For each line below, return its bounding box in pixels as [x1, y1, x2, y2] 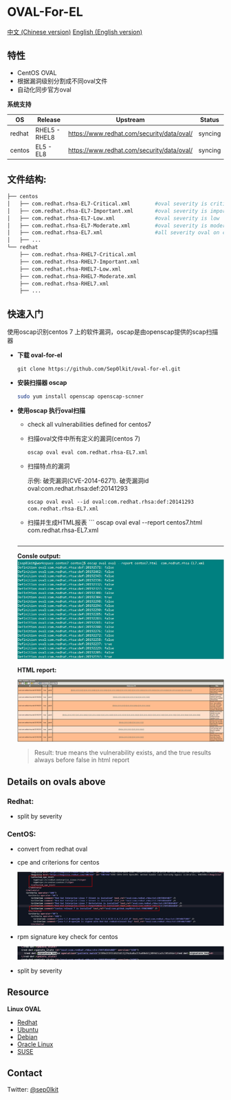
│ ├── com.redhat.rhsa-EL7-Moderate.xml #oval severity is [7, 222, 208, 229]
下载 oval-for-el [16, 351, 63, 359]
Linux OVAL [7, 1004, 41, 1013]
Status [200, 116, 220, 124]
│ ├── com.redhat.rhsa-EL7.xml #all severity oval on [7, 229, 220, 236]
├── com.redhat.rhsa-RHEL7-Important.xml [19, 258, 140, 265]
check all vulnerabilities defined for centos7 [27, 421, 151, 428]
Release [36, 116, 60, 124]
